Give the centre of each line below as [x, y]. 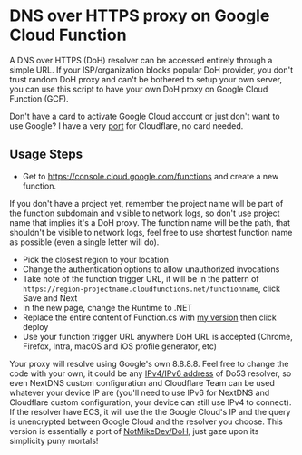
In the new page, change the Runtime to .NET [107, 307]
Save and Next [50, 298]
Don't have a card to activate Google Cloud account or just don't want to [145, 116]
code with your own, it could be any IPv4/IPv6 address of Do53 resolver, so [151, 373]
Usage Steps [46, 155]
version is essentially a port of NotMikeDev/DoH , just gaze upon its [134, 431]
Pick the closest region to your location [96, 259]
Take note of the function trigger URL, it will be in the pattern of [141, 278]
